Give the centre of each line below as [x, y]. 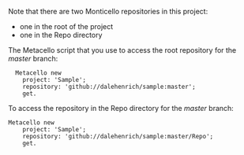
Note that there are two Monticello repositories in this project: [108, 11]
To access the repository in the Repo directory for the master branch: [121, 108]
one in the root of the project [66, 26]
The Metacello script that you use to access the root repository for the [122, 50]
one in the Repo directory [61, 35]
